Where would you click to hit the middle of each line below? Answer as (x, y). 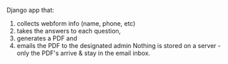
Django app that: (30, 10)
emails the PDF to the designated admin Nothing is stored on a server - (119, 46)
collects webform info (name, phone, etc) (76, 23)
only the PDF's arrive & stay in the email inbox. (83, 53)
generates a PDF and (47, 38)
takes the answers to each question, (69, 31)
